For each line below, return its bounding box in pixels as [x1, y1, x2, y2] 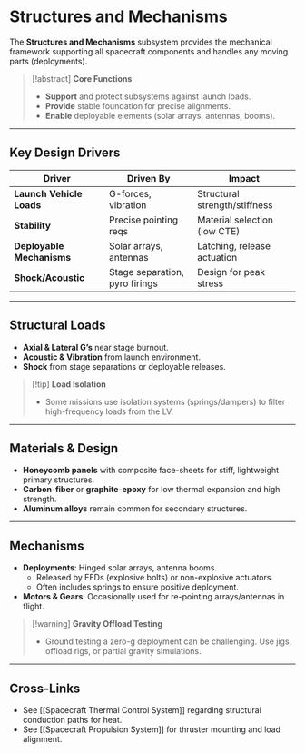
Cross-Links [9, 680, 81, 696]
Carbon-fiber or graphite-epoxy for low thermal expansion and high [22, 484, 280, 495]
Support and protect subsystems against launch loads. [44, 91, 251, 102]
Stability [14, 219, 52, 232]
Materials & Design [9, 441, 119, 456]
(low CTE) [197, 224, 241, 237]
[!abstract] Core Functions [31, 73, 133, 84]
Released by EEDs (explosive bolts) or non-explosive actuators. [35, 572, 274, 583]
